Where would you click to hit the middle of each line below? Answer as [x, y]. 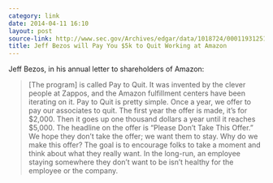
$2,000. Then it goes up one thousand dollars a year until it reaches [142, 119]
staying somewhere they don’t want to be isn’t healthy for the [131, 162]
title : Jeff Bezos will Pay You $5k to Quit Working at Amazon [118, 46]
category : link [34, 16]
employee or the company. [73, 171]
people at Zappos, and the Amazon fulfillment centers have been [137, 93]
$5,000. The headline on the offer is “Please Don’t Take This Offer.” [141, 128]
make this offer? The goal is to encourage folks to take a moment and [145, 145]
